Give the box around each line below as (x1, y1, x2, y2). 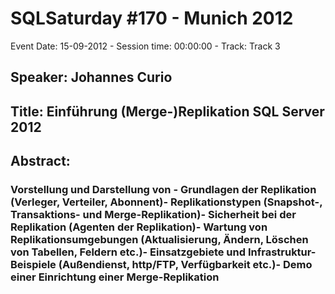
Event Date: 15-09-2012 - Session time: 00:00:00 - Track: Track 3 (10, 40, 281, 52)
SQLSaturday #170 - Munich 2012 (10, 7, 294, 30)
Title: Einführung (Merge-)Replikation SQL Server (10, 103, 325, 120)
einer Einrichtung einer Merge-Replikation (10, 270, 220, 284)
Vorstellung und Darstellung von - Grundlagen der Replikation (10, 183, 317, 197)
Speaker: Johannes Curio (10, 69, 173, 86)
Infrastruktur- (247, 245, 317, 259)
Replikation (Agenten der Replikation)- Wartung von (10, 220, 268, 234)
